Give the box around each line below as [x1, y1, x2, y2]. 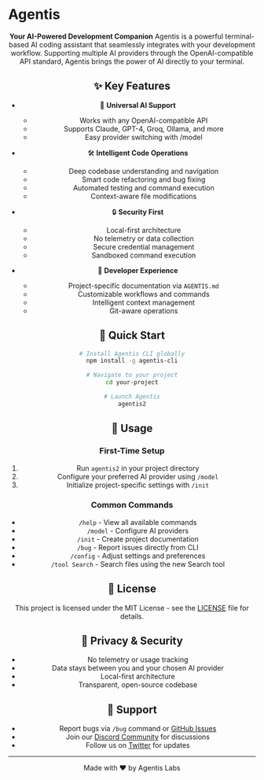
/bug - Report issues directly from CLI [77, 542, 199, 552]
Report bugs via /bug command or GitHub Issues [59, 724, 217, 734]
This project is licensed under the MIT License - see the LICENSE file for [15, 603, 249, 612]
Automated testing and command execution [73, 183, 214, 192]
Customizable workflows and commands [77, 289, 210, 298]
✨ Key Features [93, 79, 170, 93]
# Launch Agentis [103, 393, 161, 401]
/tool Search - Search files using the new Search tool [50, 559, 225, 568]
